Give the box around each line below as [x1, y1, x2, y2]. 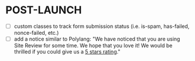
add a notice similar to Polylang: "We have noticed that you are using [13, 35, 180, 42]
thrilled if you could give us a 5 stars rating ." [13, 48, 121, 55]
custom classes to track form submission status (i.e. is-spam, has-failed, [13, 23, 190, 30]
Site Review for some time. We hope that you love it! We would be [13, 42, 173, 49]
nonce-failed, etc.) [13, 30, 59, 36]
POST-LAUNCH [5, 3, 82, 17]
